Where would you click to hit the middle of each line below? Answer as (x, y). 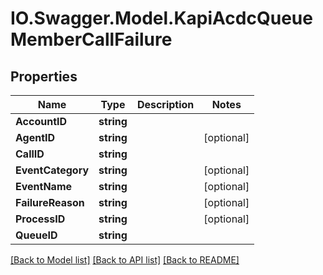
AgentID (35, 137)
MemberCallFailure (91, 39)
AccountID (41, 121)
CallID (30, 154)
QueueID (36, 235)
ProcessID (40, 219)
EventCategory (52, 170)
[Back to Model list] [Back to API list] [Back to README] (125, 260)
